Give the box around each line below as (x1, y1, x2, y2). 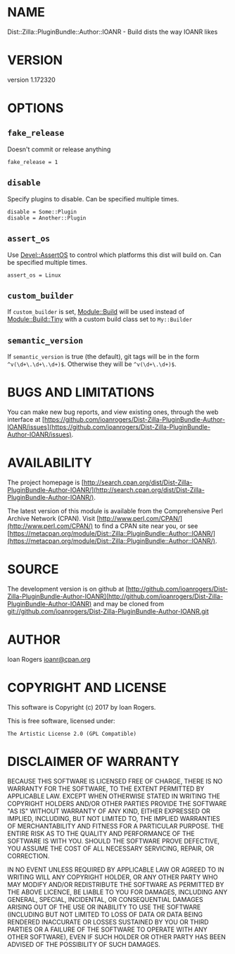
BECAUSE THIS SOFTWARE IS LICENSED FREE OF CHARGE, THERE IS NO (7, 777, 223, 785)
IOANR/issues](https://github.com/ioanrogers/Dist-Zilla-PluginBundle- (7, 423, 211, 432)
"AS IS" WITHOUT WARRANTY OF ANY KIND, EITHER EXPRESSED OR (7, 807, 211, 815)
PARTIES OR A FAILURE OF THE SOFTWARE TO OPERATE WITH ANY (7, 925, 208, 934)
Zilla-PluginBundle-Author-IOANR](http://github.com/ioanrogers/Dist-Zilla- (7, 592, 224, 601)
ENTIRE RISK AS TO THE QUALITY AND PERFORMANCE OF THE (7, 829, 195, 838)
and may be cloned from (93, 599, 164, 608)
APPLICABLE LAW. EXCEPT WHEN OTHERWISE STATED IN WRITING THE (7, 791, 220, 800)
